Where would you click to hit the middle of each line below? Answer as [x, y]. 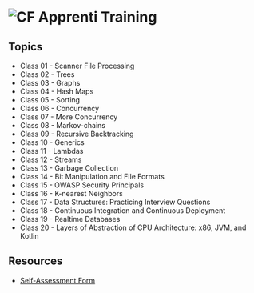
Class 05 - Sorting [50, 100]
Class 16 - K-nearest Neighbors [71, 193]
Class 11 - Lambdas [52, 151]
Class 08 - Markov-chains [63, 125]
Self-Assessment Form [58, 280]
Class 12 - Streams [51, 159]
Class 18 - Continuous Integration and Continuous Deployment [123, 211]
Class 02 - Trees [47, 74]
